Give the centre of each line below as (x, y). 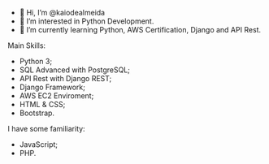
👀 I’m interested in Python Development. (87, 21)
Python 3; (36, 61)
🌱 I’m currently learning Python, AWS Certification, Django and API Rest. (140, 30)
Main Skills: (27, 45)
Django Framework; (52, 87)
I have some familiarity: (47, 129)
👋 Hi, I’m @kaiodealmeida (62, 13)
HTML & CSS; (42, 104)
